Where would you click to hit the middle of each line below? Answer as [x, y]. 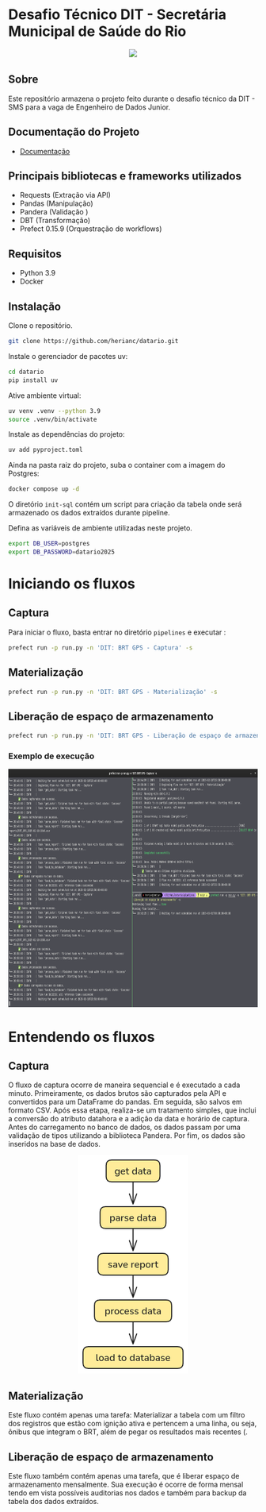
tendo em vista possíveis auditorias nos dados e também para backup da [127, 1493]
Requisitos [35, 254]
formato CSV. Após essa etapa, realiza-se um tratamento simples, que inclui [132, 1110]
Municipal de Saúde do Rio [97, 31]
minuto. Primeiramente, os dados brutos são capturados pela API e [118, 1093]
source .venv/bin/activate [53, 419]
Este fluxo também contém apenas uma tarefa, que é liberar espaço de [124, 1476]
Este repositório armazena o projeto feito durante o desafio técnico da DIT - [132, 98]
